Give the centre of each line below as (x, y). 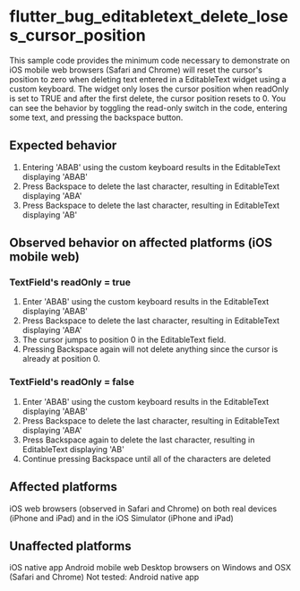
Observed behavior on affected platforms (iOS (141, 243)
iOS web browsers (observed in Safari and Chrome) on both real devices (143, 509)
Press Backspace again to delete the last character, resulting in (138, 440)
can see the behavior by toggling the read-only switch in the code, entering (149, 107)
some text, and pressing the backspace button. (96, 117)
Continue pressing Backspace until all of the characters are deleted (146, 458)
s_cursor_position (77, 35)
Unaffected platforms (70, 546)
